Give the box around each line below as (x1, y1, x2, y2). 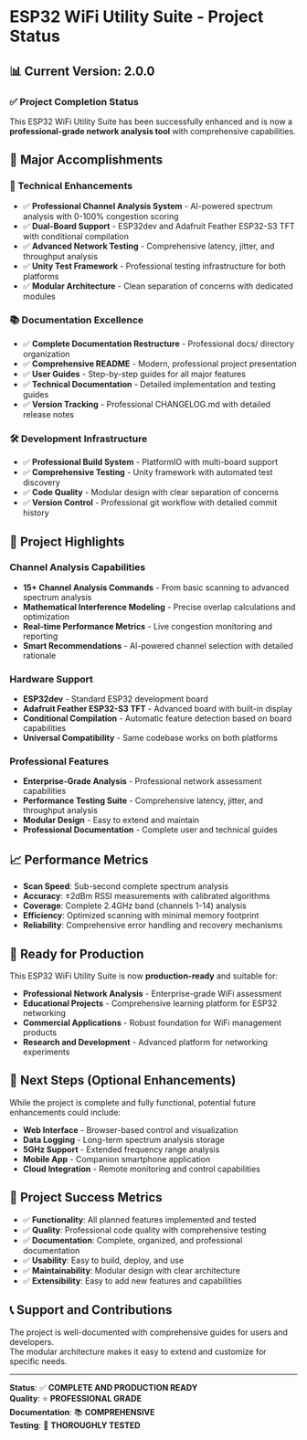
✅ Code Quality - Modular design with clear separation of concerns (22, 487, 279, 498)
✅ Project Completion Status (9, 95, 139, 108)
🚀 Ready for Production (9, 946, 144, 961)
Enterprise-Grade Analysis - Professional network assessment (22, 776, 262, 787)
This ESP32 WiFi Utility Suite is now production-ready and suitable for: (9, 970, 279, 981)
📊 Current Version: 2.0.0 (9, 63, 155, 79)
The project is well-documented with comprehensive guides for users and (9, 1327, 288, 1338)
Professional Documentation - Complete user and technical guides (22, 824, 279, 835)
